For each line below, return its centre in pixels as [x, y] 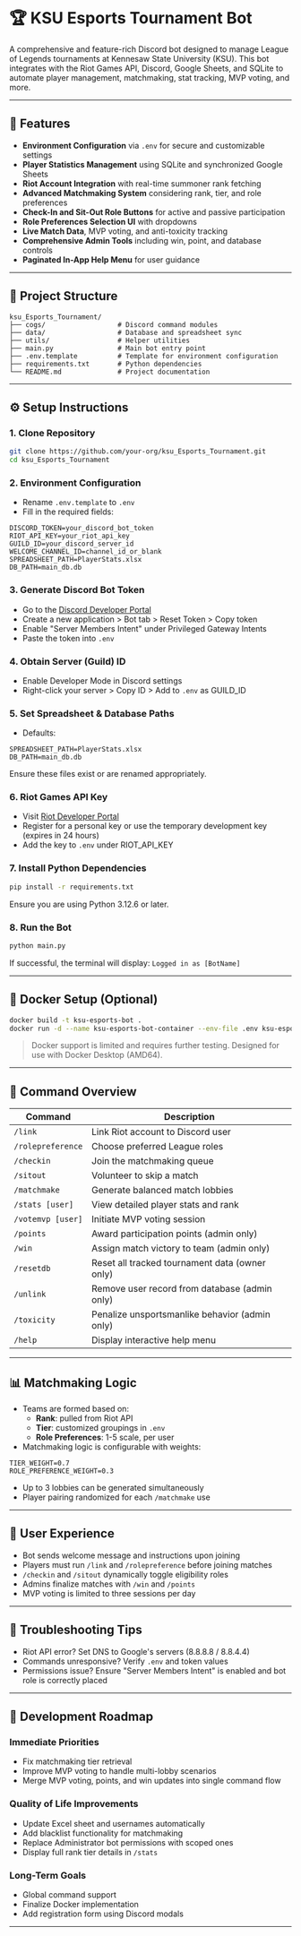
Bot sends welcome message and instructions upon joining [131, 1555]
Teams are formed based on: [76, 1409]
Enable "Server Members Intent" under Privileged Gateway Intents [144, 628]
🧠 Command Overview [73, 1092]
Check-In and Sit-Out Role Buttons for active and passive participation [154, 211]
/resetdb [32, 1269]
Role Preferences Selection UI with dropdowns [109, 221]
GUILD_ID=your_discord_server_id [72, 544]
